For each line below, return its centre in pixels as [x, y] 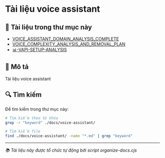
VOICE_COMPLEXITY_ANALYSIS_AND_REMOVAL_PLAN [69, 44]
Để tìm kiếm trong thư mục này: [37, 109]
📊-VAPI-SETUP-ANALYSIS [40, 50]
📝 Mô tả [17, 67]
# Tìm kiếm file [23, 132]
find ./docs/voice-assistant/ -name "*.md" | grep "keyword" [69, 136]
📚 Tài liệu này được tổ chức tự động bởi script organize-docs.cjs [71, 150]
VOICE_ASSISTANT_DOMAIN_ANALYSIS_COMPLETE [66, 39]
